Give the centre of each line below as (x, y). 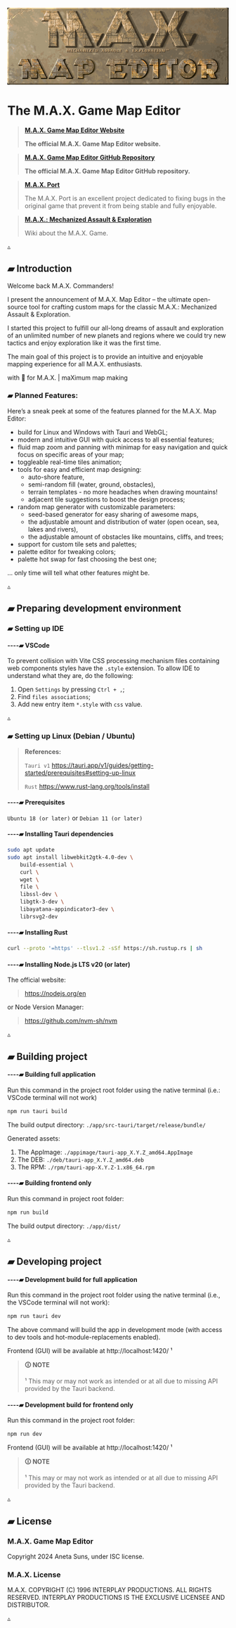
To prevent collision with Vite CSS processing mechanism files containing (113, 661)
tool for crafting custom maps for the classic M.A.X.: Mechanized (123, 307)
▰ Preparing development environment (94, 609)
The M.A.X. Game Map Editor (94, 110)
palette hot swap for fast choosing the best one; (87, 559)
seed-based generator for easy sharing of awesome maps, (113, 514)
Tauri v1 (37, 766)
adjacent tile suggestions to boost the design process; (106, 499)
